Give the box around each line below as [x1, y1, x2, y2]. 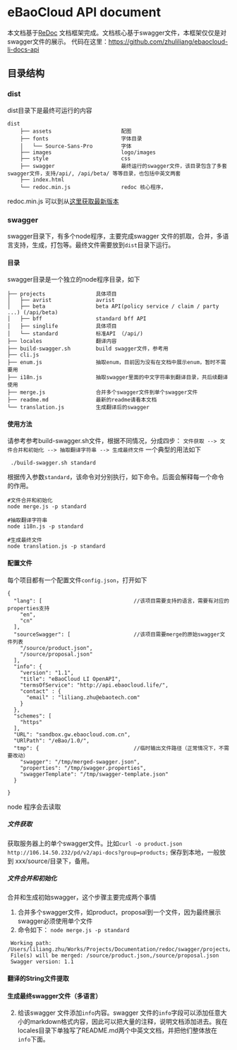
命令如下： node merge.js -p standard [17, 926, 130, 934]
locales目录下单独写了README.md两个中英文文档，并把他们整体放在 [17, 1026, 217, 1034]
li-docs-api [7, 45, 39, 54]
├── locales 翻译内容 [7, 338, 118, 345]
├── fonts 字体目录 [20, 135, 142, 142]
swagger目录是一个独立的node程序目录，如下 [7, 275, 140, 284]
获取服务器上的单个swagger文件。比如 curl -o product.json [7, 839, 183, 847]
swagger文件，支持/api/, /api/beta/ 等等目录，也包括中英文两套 [7, 170, 181, 177]
